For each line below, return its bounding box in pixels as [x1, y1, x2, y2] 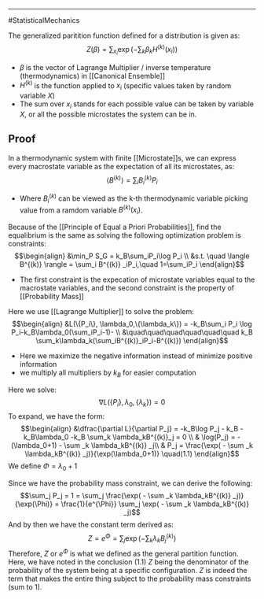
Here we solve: [8, 385, 57, 394]
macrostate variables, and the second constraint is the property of [19, 283, 235, 293]
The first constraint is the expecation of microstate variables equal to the [19, 275, 255, 284]
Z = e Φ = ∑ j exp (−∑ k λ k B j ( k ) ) [87, 532, 177, 545]
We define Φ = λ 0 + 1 [8, 461, 78, 472]
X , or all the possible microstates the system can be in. [19, 109, 197, 119]
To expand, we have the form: [8, 411, 104, 421]
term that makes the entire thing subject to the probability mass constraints [8, 574, 251, 583]
